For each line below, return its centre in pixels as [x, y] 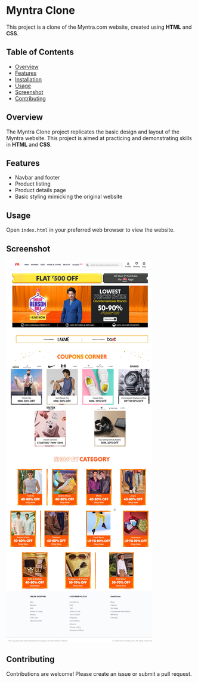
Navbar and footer [37, 178]
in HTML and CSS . [29, 144]
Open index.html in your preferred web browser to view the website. [90, 230]
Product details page [41, 190]
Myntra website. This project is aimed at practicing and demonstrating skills [99, 138]
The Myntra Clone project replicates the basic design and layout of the [93, 132]
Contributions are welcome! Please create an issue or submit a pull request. [99, 673]
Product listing [33, 184]
